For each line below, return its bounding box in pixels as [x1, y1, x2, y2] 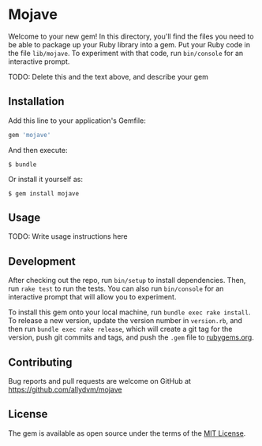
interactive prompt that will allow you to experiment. [8, 292, 177, 302]
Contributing [8, 355, 73, 369]
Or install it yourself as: [8, 174, 83, 184]
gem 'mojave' [8, 131, 51, 139]
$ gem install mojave [8, 189, 80, 198]
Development [8, 255, 77, 268]
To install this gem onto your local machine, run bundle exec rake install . [8, 307, 251, 317]
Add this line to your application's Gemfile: [8, 116, 146, 125]
